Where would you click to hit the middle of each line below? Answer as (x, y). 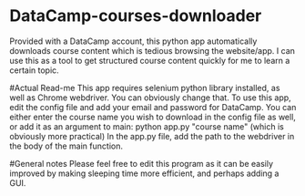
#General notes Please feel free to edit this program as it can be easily (142, 163)
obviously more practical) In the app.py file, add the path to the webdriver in (152, 136)
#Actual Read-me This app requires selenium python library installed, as (145, 88)
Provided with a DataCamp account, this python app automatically (133, 41)
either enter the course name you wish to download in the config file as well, (152, 117)
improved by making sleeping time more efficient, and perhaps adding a (144, 173)
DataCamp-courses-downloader (136, 16)
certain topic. (34, 70)
